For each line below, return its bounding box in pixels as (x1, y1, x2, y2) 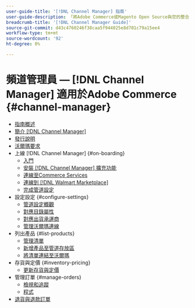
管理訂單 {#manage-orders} (14, 274, 81, 281)
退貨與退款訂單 (14, 295, 51, 302)
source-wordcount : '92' (6, 36, 64, 41)
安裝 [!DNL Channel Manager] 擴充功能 (23, 164, 117, 171)
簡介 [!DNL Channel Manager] (14, 128, 86, 135)
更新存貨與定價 (23, 266, 59, 273)
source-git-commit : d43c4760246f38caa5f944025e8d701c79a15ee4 (6, 24, 160, 31)
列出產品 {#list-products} (14, 230, 75, 237)
